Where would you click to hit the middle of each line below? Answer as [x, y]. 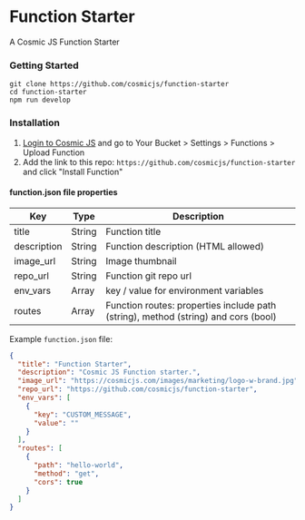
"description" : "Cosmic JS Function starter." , [109, 373]
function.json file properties [64, 192]
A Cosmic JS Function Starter [64, 42]
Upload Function [54, 152]
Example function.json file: [61, 338]
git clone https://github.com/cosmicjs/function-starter [119, 84]
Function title [133, 231]
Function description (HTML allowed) [185, 246]
